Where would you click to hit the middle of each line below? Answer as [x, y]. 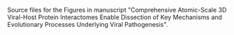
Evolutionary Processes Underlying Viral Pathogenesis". [88, 24]
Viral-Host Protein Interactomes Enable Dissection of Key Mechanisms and [115, 17]
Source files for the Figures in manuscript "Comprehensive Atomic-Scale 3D [117, 10]
